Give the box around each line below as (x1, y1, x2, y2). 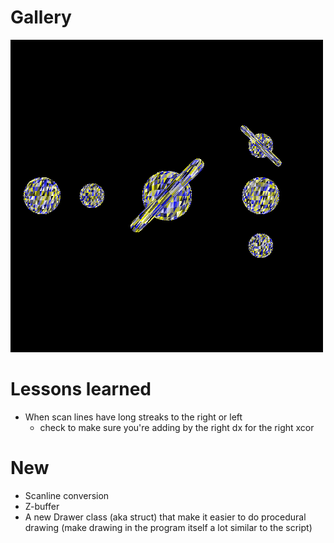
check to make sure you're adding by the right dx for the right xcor (39, 421, 315, 433)
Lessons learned (10, 378, 152, 401)
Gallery (10, 6, 72, 29)
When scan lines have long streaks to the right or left (24, 411, 243, 423)
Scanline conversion (24, 489, 110, 501)
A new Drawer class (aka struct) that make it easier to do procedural (24, 511, 307, 523)
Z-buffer (24, 500, 60, 512)
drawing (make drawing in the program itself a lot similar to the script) (24, 521, 313, 533)
